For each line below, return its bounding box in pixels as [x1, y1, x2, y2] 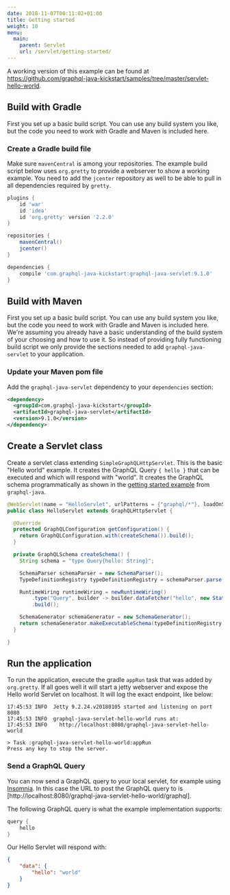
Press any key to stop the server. [7, 746, 109, 753]
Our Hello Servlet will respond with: [7, 843, 107, 851]
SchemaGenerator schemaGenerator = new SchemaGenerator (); [19, 614, 192, 620]
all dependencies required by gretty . [7, 181, 112, 189]
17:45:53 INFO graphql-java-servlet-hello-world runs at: [7, 716, 179, 722]
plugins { [7, 194, 36, 201]
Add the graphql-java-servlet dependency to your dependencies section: [7, 383, 214, 391]
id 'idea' [19, 207, 48, 214]
